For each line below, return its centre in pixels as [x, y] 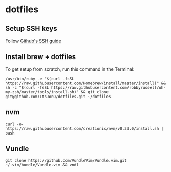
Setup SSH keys [31, 28]
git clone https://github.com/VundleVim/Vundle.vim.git [66, 161]
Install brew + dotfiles [40, 57]
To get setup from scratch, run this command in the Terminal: [70, 69]
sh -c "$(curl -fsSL [27, 88]
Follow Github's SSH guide [33, 41]
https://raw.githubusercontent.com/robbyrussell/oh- [109, 88]
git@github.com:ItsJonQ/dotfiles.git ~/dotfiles [58, 97]
